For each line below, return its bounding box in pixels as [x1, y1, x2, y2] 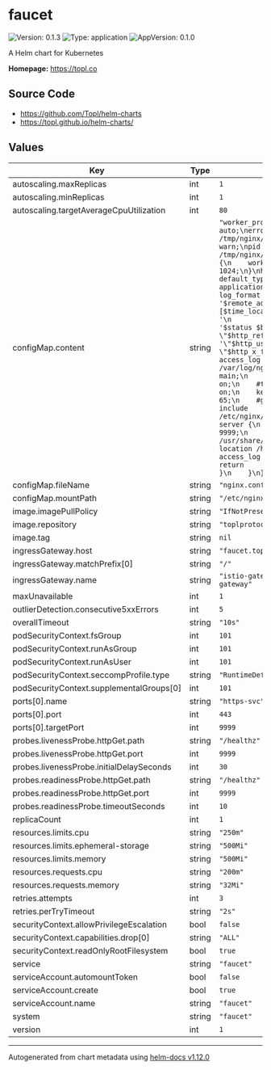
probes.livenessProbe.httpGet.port [12, 748, 144, 759]
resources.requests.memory [12, 879, 119, 891]
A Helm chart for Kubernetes [8, 48, 104, 57]
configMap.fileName [12, 479, 90, 491]
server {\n [219, 419, 261, 429]
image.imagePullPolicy [12, 505, 98, 516]
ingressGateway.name [12, 574, 98, 585]
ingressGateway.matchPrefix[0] [12, 558, 133, 569]
